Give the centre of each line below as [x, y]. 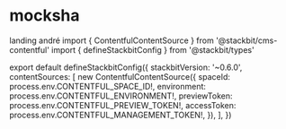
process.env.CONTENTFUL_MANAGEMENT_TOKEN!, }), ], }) [121, 115]
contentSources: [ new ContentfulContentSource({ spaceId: [120, 76]
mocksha [45, 16]
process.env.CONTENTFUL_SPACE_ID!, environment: [108, 86]
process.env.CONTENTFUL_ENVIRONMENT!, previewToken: [121, 96]
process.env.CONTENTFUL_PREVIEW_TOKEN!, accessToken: [123, 105]
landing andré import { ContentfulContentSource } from [112, 40]
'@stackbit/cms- [246, 40]
